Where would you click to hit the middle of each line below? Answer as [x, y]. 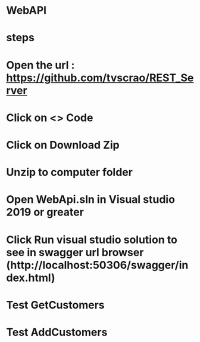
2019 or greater [45, 212]
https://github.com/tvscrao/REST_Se [100, 78]
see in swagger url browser [75, 252]
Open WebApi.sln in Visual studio [91, 200]
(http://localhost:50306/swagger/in [97, 265]
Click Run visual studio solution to [92, 240]
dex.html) [31, 278]
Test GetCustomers [55, 305]
